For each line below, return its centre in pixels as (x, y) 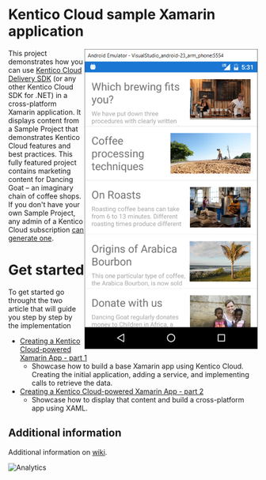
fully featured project (42, 162)
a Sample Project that (43, 129)
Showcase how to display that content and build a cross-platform (138, 399)
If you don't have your (44, 204)
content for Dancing (41, 179)
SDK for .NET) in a (38, 95)
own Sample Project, (42, 213)
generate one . (31, 238)
